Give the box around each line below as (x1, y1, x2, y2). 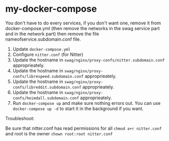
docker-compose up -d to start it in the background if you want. (12, 105, 144, 111)
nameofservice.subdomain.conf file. (5, 36, 81, 42)
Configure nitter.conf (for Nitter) (12, 51, 83, 58)
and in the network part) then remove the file (5, 31, 99, 37)
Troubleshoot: (5, 115, 35, 121)
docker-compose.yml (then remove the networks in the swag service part (5, 25, 160, 31)
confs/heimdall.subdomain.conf (12, 95, 79, 101)
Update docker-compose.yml (12, 46, 71, 52)
